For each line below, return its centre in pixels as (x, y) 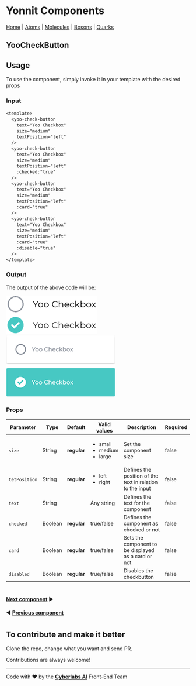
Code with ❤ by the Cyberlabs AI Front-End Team (67, 677)
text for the (137, 503)
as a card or (138, 557)
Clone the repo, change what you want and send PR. (69, 649)
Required (176, 427)
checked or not (142, 529)
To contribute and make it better (66, 634)
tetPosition (23, 479)
